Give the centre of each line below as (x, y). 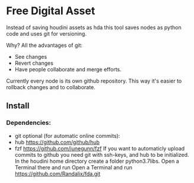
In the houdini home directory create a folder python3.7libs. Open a (97, 161)
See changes (31, 56)
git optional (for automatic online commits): (67, 135)
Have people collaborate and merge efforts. (68, 69)
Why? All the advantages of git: (44, 45)
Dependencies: (29, 123)
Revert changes (34, 63)
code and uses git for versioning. (47, 33)
